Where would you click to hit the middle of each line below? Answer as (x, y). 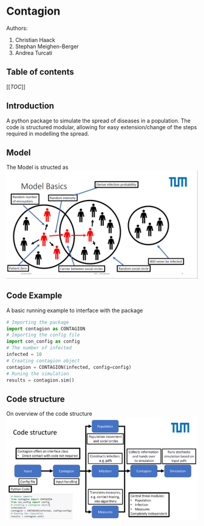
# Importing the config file (43, 335)
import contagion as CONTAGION (46, 329)
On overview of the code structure (49, 414)
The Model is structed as (37, 167)
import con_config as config (43, 342)
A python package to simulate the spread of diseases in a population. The (99, 121)
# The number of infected (39, 348)
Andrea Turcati (34, 52)
